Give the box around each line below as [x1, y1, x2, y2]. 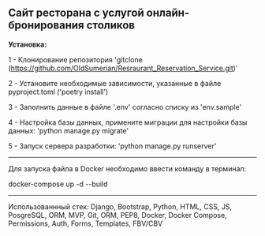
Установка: [8, 39, 47, 49]
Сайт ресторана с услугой [8, 6, 144, 20]
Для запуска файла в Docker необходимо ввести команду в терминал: [8, 163, 247, 173]
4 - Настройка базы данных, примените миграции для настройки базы [8, 118, 248, 127]
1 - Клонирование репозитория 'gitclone [8, 54, 144, 64]
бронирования [8, 19, 84, 32]
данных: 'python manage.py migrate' [8, 125, 129, 135]
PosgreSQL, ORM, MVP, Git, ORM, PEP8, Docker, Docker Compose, [8, 210, 227, 219]
